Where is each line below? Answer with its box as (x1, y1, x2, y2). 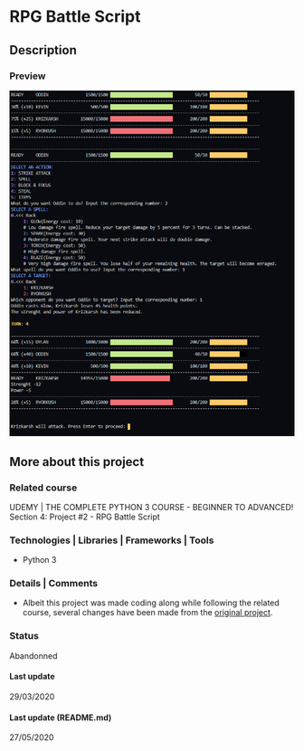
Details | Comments (9, 577, 98, 590)
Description (9, 43, 77, 58)
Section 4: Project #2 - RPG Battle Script (9, 511, 160, 522)
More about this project (9, 454, 145, 470)
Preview (9, 70, 46, 82)
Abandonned (9, 650, 58, 661)
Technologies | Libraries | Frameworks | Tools (9, 534, 214, 547)
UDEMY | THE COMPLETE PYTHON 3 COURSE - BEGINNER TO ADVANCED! (9, 501, 294, 512)
